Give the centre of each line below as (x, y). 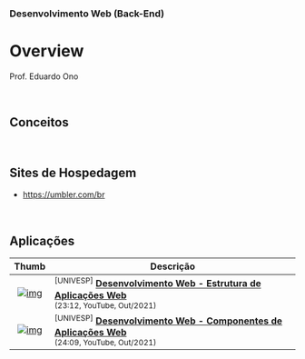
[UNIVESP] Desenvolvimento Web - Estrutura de (157, 283)
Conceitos (39, 122)
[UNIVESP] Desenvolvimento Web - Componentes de (168, 320)
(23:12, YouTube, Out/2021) (105, 305)
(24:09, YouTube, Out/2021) (105, 342)
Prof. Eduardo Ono (44, 76)
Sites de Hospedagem (73, 173)
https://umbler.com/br (64, 194)
